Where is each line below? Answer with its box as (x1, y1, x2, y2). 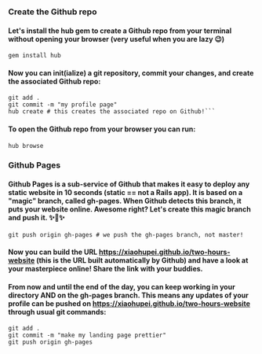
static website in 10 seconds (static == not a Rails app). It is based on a (8, 188, 243, 197)
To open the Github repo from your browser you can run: (8, 124, 196, 134)
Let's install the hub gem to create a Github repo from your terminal (8, 26, 232, 35)
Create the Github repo (8, 6, 97, 17)
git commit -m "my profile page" (8, 101, 118, 109)
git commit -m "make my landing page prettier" (8, 331, 167, 340)
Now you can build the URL (8, 247, 98, 257)
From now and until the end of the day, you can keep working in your (8, 282, 235, 291)
